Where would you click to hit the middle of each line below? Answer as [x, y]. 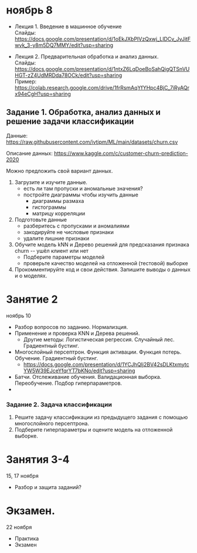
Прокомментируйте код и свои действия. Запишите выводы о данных [102, 269]
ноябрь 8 [29, 10]
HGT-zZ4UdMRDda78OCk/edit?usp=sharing [68, 75]
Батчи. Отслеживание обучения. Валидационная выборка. [88, 376]
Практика [27, 538]
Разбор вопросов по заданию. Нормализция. [71, 327]
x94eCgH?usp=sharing [43, 94]
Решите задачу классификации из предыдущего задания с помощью [101, 417]
